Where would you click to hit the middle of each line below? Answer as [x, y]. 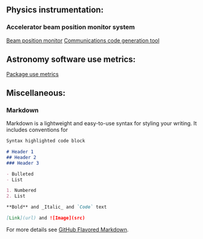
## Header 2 [21, 157]
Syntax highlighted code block [46, 141]
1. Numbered [21, 191]
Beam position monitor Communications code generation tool [83, 40]
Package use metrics [32, 74]
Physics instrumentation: [55, 10]
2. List [16, 196]
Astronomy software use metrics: [71, 60]
